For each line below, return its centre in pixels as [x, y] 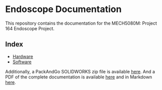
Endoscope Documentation [63, 9]
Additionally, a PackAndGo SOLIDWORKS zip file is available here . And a [80, 71]
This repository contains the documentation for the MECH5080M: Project [81, 23]
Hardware [23, 56]
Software [22, 62]
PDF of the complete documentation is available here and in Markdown [79, 77]
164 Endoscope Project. [30, 28]
